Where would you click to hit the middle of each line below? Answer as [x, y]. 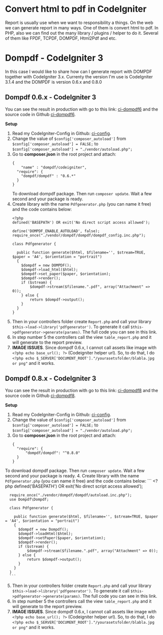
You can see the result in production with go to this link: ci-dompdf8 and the [82, 390]
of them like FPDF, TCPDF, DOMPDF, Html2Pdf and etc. [61, 38]
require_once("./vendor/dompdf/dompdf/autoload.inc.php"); [71, 495]
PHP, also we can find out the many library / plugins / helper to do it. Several [82, 33]
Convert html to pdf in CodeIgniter [76, 9]
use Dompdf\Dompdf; [29, 499]
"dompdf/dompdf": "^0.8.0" [53, 453]
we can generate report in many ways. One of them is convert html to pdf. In [82, 27]
